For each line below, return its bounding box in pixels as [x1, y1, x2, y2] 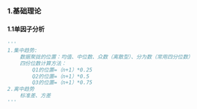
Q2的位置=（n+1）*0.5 [32, 73, 90, 80]
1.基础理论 [7, 6, 42, 15]
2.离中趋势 [7, 85, 35, 93]
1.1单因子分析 [7, 24, 45, 33]
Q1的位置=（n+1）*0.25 [32, 66, 93, 74]
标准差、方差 [19, 92, 51, 99]
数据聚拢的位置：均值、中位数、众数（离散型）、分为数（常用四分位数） [19, 53, 194, 60]
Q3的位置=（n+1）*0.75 [32, 79, 93, 86]
